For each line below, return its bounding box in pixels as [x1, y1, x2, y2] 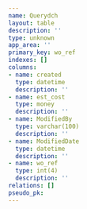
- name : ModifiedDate [8, 137, 80, 145]
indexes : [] [8, 56, 47, 64]
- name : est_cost [8, 93, 66, 101]
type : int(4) [15, 167, 59, 175]
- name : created [8, 71, 62, 79]
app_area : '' [8, 41, 51, 49]
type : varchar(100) [15, 122, 80, 130]
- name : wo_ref [8, 160, 59, 168]
